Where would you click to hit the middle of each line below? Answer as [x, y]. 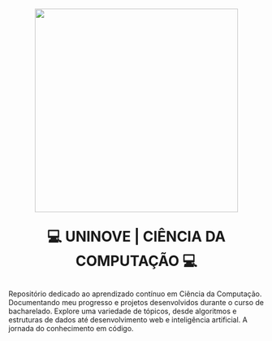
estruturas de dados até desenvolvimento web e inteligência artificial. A [128, 320]
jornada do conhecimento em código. [71, 329]
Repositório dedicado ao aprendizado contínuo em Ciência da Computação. [135, 294]
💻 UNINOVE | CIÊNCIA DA [136, 237]
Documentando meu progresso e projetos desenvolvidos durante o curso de [136, 303]
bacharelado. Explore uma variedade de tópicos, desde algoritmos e [123, 311]
